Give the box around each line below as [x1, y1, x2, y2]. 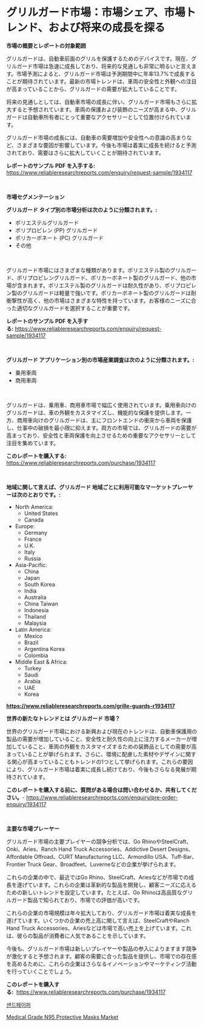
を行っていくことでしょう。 [6, 968, 75, 975]
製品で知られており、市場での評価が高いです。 [27, 896, 144, 903]
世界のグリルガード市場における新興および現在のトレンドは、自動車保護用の [6, 728, 198, 735]
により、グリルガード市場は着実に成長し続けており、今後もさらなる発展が [6, 765, 191, 773]
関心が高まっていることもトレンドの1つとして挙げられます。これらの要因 [11, 758, 193, 765]
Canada [24, 516, 44, 523]
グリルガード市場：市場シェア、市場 [6, 5, 186, 19]
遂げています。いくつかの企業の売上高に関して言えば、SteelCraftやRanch [6, 917, 190, 924]
